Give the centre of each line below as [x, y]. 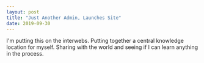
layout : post [23, 12]
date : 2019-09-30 [28, 23]
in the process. [25, 54]
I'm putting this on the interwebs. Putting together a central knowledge [95, 41]
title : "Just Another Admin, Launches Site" [64, 18]
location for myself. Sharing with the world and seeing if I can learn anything [102, 47]
